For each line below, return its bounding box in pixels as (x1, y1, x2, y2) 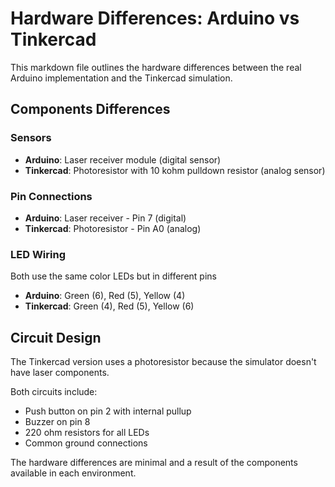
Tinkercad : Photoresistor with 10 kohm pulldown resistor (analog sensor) (24, 164, 326, 176)
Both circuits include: (10, 386, 98, 398)
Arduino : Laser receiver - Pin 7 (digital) (24, 212, 187, 224)
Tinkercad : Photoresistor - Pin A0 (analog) (24, 222, 202, 234)
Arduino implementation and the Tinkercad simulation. (10, 72, 233, 84)
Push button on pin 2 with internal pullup (24, 405, 192, 417)
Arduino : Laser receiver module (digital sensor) (24, 153, 222, 166)
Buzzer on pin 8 (24, 416, 91, 428)
